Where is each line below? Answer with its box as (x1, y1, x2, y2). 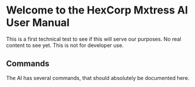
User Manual (6, 16, 70, 29)
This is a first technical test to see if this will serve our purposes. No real (6, 35, 181, 42)
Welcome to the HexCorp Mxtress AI (6, 4, 189, 17)
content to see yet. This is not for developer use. (6, 42, 124, 49)
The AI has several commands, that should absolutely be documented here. (6, 74, 190, 81)
